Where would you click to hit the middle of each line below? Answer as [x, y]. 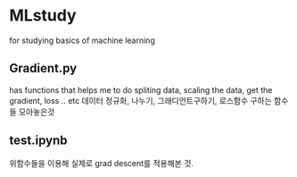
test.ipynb [38, 141]
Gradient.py [43, 68]
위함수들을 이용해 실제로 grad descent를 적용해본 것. [102, 163]
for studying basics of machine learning [82, 40]
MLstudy [43, 16]
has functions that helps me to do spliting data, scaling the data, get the [141, 89]
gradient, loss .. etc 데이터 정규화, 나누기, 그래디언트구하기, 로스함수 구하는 [140, 100]
